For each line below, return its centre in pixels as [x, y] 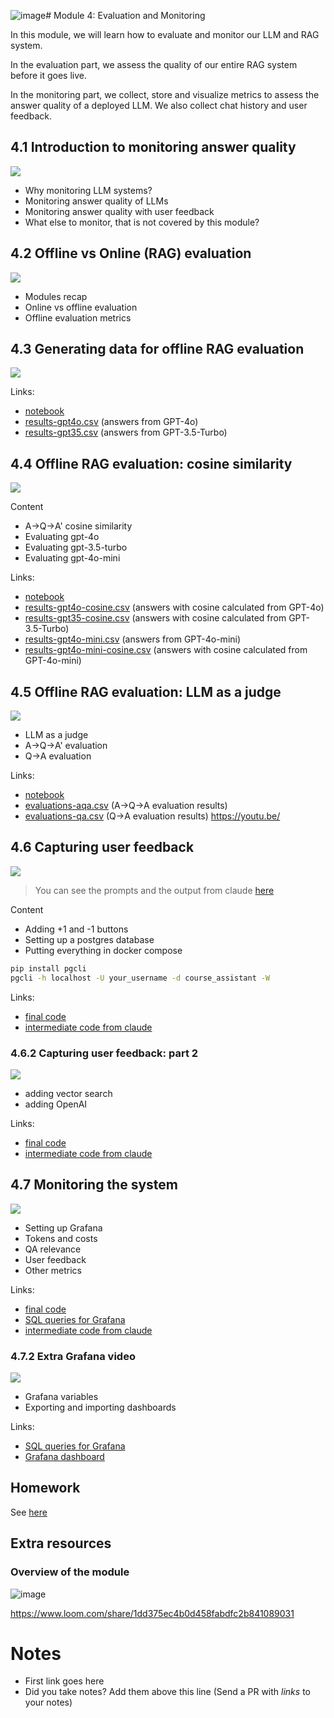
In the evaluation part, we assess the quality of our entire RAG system [154, 64]
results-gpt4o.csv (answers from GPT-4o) [111, 422]
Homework [45, 1488]
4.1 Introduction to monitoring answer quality [153, 147]
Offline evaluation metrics [78, 317]
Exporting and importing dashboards [100, 1407]
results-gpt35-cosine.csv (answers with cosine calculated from [155, 618]
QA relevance [53, 1249]
